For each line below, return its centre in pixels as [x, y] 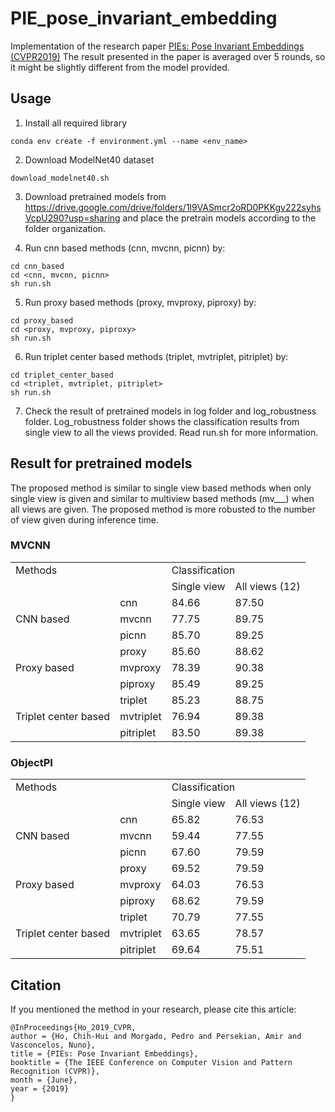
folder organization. [65, 228]
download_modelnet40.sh [60, 178]
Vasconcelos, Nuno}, [53, 1045]
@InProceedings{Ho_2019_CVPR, [73, 1027]
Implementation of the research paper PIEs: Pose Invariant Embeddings [157, 46]
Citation [36, 985]
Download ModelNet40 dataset [89, 159]
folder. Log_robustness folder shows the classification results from [162, 421]
